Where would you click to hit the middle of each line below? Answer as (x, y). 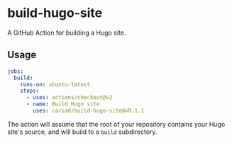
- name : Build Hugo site (63, 104)
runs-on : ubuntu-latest (55, 84)
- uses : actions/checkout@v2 (69, 98)
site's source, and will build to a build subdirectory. (82, 132)
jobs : (15, 71)
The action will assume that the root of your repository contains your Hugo (116, 124)
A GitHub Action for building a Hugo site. (67, 33)
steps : (30, 91)
